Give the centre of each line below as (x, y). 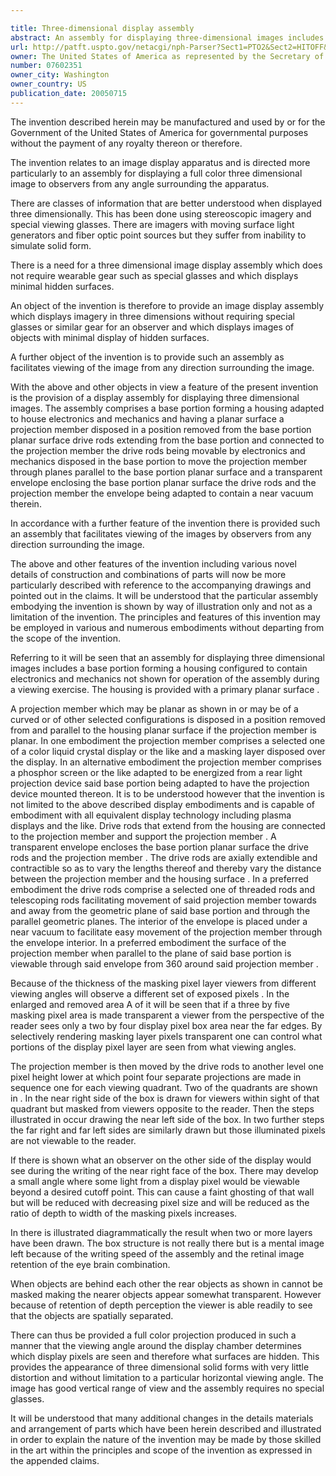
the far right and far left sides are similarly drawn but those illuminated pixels (168, 1130)
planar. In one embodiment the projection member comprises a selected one (168, 740)
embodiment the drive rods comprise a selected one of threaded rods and (163, 889)
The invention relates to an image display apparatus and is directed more (160, 162)
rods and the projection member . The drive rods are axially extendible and (164, 857)
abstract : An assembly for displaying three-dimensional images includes (167, 37)
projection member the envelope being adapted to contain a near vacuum (162, 493)
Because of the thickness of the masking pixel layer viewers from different (163, 983)
